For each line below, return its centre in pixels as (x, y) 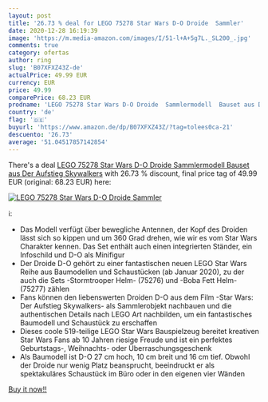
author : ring (30, 61)
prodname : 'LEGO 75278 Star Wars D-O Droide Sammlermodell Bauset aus (132, 105)
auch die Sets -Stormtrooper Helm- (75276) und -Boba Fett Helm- (128, 280)
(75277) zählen (45, 289)
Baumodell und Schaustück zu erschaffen (89, 322)
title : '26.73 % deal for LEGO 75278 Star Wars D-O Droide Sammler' (126, 23)
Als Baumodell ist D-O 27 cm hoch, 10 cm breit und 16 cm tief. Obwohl (135, 356)
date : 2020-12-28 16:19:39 (53, 30)
